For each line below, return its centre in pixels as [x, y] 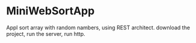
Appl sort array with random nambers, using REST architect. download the [98, 27]
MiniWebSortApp [51, 11]
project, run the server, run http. [46, 33]
